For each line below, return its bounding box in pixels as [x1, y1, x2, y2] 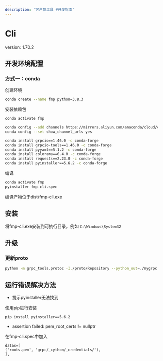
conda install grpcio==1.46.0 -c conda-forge [5, 138, 98, 143]
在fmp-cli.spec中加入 [5, 333, 48, 339]
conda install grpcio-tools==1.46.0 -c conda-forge [5, 143, 112, 147]
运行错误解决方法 [5, 281, 56, 289]
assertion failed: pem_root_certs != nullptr [12, 323, 96, 329]
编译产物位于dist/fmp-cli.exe [5, 194, 62, 199]
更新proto [5, 254, 28, 261]
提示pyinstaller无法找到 [12, 294, 59, 300]
